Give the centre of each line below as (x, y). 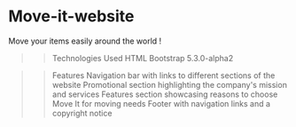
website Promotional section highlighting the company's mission (169, 84)
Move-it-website (71, 16)
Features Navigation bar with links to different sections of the (164, 75)
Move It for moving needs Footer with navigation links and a (161, 103)
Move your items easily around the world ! (85, 41)
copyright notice (82, 113)
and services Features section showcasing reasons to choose (165, 94)
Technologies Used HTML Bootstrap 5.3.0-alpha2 (143, 58)
